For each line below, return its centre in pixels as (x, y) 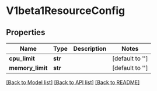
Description (90, 49)
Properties (26, 32)
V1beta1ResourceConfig (66, 11)
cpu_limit (22, 58)
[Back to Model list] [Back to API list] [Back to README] (73, 82)
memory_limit (28, 68)
